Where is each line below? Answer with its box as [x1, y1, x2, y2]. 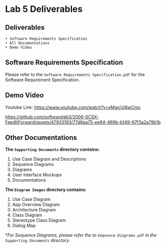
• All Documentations [5, 41, 50, 46]
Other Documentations [5, 134, 78, 142]
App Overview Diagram [12, 201, 60, 207]
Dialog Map [12, 223, 36, 229]
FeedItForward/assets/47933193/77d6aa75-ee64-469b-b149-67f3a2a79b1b [5, 119, 161, 125]
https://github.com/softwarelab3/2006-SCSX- [5, 114, 99, 120]
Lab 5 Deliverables [5, 3, 83, 15]
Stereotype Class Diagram [12, 217, 66, 223]
